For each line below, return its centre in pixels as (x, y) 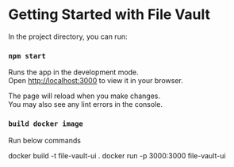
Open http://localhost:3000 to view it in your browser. (96, 81)
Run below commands (45, 140)
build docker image (46, 124)
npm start (27, 56)
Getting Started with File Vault (109, 15)
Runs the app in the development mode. (73, 72)
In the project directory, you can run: (68, 36)
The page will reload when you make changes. (84, 96)
